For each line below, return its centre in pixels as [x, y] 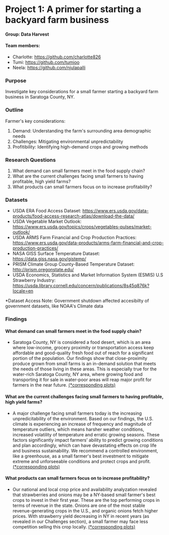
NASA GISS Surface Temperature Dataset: [56, 254]
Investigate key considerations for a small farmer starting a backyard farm [82, 92]
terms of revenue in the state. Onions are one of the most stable [79, 505]
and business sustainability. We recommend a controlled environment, [85, 450]
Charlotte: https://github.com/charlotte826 [57, 57]
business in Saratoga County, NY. [40, 97]
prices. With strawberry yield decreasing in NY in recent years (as [81, 516]
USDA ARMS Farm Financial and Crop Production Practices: [74, 238]
